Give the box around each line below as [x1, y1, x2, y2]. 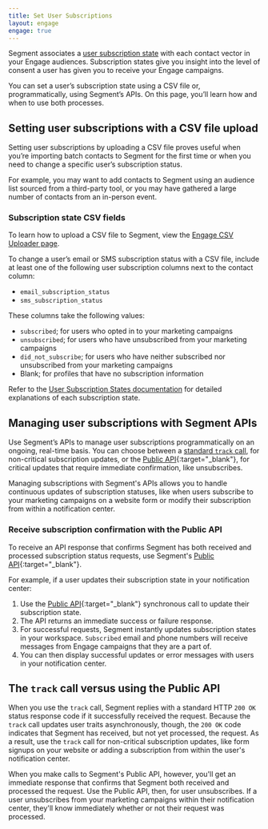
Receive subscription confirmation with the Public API [8, 524, 222, 535]
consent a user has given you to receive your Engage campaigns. [8, 66, 224, 75]
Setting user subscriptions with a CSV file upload [8, 121, 258, 135]
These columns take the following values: [8, 311, 146, 320]
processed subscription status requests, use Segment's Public [8, 550, 214, 561]
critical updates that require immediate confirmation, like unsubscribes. [8, 463, 243, 473]
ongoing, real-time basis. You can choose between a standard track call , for [8, 446, 260, 456]
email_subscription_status [19, 288, 110, 296]
